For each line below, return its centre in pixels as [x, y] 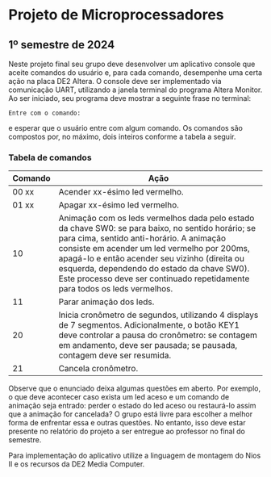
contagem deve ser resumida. [115, 355]
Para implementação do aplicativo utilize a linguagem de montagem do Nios [135, 456]
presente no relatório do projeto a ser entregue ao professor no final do [127, 431]
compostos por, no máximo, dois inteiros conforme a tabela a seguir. [122, 136]
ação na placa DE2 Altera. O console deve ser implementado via [115, 81]
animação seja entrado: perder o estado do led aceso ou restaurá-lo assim [132, 406]
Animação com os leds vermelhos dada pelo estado [156, 218]
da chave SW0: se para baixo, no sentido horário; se [157, 228]
